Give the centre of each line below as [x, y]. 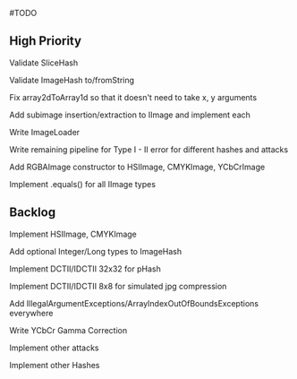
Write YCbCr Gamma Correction [68, 330]
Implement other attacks [55, 348]
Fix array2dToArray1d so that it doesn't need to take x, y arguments [133, 97]
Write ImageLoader [45, 132]
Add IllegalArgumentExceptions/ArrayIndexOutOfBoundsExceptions [134, 303]
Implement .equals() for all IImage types [83, 184]
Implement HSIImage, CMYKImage [73, 234]
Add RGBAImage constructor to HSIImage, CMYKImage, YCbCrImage [137, 167]
